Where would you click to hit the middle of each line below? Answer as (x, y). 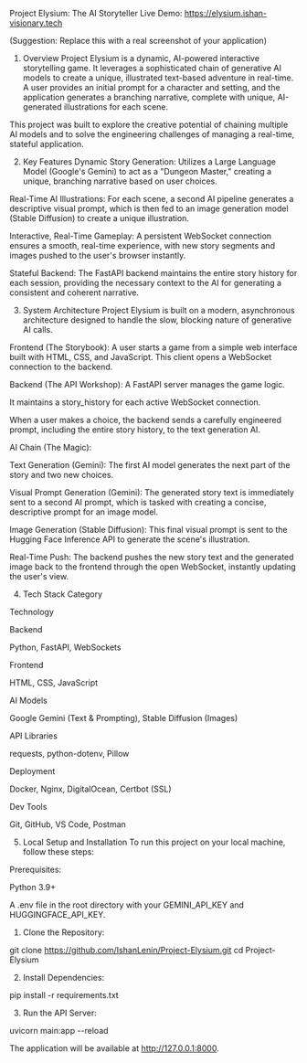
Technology (32, 612)
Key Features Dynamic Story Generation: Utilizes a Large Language (149, 162)
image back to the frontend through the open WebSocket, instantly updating (153, 567)
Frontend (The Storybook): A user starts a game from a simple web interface (153, 347)
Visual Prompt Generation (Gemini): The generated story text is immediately (152, 492)
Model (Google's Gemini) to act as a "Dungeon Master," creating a (147, 171)
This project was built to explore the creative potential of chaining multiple (149, 124)
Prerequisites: (36, 869)
